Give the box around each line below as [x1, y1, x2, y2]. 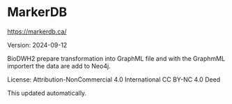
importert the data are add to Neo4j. [7, 61, 111, 70]
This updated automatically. [7, 89, 87, 97]
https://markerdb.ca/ [7, 27, 67, 36]
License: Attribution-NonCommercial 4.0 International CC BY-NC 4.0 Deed [7, 75, 221, 84]
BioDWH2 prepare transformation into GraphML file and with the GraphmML [7, 54, 225, 63]
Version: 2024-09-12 [7, 40, 68, 49]
